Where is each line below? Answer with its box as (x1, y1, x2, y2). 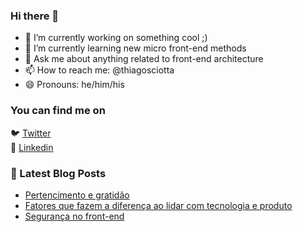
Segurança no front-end (24, 210, 125, 222)
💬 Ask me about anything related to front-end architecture (24, 53, 264, 65)
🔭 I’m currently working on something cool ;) (24, 32, 208, 44)
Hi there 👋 (10, 9, 60, 23)
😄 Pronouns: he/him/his (24, 79, 125, 91)
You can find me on (10, 104, 106, 118)
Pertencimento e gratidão (24, 189, 130, 201)
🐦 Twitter (10, 127, 52, 139)
